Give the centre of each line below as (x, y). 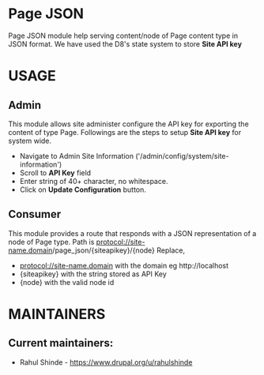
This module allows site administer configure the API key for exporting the (128, 124)
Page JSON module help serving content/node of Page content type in (123, 36)
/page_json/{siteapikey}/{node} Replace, (119, 250)
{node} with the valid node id (67, 282)
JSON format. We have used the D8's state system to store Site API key (125, 43)
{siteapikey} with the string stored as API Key (93, 274)
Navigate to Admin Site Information (77, 156)
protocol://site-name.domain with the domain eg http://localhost (124, 265)
